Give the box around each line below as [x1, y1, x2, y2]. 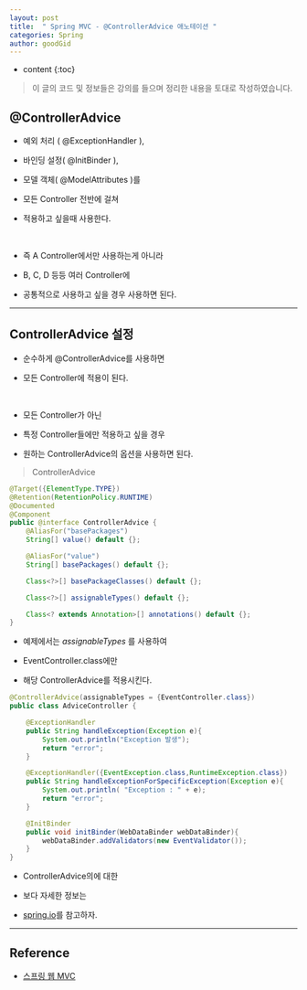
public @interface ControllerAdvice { [9, 518, 157, 527]
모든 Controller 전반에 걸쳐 [22, 194, 119, 205]
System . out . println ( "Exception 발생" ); [42, 735, 190, 744]
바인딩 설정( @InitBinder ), [22, 154, 119, 165]
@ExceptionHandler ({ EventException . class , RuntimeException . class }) [26, 769, 288, 778]
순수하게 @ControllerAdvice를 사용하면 [22, 353, 165, 364]
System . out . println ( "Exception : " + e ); [42, 785, 206, 795]
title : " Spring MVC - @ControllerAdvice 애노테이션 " [9, 22, 217, 31]
